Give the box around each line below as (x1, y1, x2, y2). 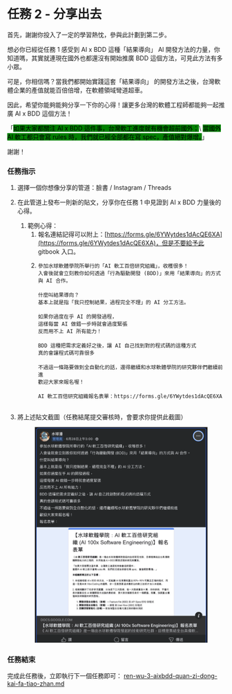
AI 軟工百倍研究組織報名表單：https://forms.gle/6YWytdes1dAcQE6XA (37, 393, 223, 400)
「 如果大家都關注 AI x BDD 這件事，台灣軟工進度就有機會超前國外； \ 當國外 (7, 124, 222, 132)
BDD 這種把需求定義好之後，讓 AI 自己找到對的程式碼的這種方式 (37, 342, 197, 350)
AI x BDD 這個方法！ (14, 109, 72, 118)
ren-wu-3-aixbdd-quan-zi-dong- (123, 671, 217, 679)
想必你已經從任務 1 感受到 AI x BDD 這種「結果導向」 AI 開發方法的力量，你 (7, 45, 221, 53)
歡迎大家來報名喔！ (37, 379, 85, 386)
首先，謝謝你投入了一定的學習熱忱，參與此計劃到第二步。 (7, 30, 171, 39)
